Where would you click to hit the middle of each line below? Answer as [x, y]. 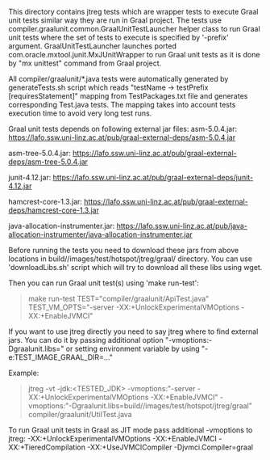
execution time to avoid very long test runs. [80, 113]
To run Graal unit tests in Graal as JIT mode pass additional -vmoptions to [131, 430]
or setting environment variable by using [133, 348]
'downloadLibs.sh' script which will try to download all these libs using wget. [135, 267]
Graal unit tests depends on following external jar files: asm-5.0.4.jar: [123, 129]
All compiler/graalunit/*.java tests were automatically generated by [118, 79]
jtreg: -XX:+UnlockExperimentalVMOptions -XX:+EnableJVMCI [113, 439]
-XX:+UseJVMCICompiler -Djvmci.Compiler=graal [170, 447]
